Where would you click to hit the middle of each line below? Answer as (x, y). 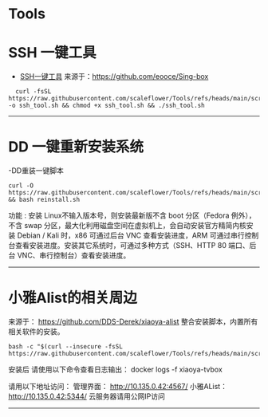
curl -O (21, 186)
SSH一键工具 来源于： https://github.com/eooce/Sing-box (114, 77)
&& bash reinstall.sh (44, 200)
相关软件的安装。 (36, 331)
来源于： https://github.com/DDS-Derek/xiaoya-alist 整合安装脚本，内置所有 (133, 321)
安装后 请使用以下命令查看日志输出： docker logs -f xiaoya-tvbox (116, 369)
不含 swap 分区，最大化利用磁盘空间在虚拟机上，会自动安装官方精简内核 (128, 226)
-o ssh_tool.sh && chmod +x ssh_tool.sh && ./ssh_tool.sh (106, 106)
